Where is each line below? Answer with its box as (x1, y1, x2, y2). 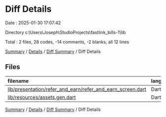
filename (7, 78, 29, 84)
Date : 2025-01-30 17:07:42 (5, 20, 61, 26)
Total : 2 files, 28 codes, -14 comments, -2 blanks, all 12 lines (5, 39, 129, 45)
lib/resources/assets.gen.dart (7, 94, 76, 101)
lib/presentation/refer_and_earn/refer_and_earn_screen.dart (7, 85, 147, 92)
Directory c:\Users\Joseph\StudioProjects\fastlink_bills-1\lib (5, 29, 126, 35)
